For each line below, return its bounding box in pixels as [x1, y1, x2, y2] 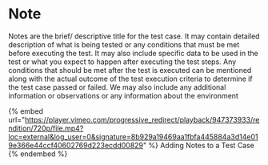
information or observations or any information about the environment [8, 91, 238, 100]
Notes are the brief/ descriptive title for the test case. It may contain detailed [8, 31, 260, 41]
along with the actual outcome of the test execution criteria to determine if [8, 74, 254, 83]
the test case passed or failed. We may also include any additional [8, 82, 226, 92]
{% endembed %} [8, 149, 68, 159]
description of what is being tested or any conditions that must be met [8, 39, 240, 49]
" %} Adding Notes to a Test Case [142, 140, 254, 150]
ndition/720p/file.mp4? [8, 123, 84, 133]
